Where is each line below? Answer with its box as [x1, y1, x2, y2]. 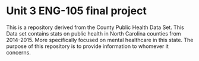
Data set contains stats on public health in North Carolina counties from [6, 30, 181, 37]
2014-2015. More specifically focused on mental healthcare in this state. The [6, 36, 194, 43]
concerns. [6, 49, 31, 56]
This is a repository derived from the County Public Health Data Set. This [6, 24, 184, 31]
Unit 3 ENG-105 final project [6, 4, 147, 18]
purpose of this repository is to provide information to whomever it [6, 43, 169, 50]
